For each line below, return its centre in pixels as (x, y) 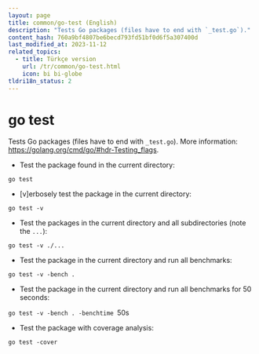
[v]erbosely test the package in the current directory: (106, 194)
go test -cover (33, 342)
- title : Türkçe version (56, 60)
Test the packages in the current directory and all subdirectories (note (133, 223)
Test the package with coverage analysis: (87, 328)
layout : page (29, 15)
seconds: (35, 297)
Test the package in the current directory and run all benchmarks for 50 (135, 289)
